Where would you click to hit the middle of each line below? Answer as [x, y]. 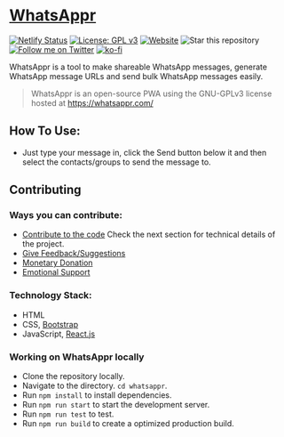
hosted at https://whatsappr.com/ [92, 102]
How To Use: [45, 131]
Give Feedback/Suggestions [74, 254]
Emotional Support [56, 272]
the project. [43, 244]
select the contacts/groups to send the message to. [116, 162]
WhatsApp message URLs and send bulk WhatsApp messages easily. [136, 76]
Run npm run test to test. [68, 414]
